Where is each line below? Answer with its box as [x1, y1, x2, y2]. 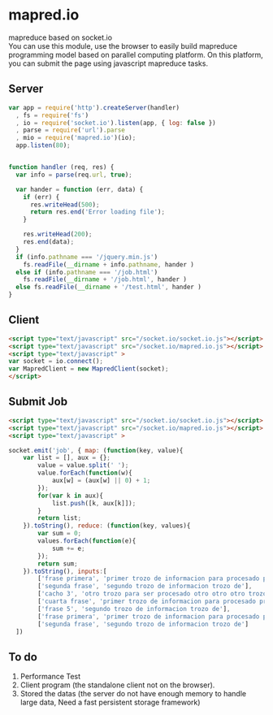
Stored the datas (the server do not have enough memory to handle [19, 689, 246, 699]
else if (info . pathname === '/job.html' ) [15, 268, 158, 276]
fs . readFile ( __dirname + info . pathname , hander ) [23, 260, 195, 269]
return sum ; [37, 559, 79, 568]
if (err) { [23, 193, 60, 201]
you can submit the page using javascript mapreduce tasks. [8, 58, 209, 68]
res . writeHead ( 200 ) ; [23, 230, 93, 239]
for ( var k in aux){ [37, 492, 104, 500]
